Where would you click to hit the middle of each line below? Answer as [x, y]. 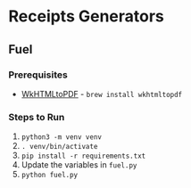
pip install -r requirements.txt [83, 156]
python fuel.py [50, 176]
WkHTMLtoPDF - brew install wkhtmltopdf [102, 94]
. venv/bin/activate [59, 147]
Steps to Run [37, 117]
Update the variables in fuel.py [79, 165]
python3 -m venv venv [61, 137]
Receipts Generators [86, 16]
